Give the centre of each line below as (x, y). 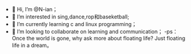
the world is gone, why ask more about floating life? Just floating (106, 38)
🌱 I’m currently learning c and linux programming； (74, 24)
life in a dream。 (32, 45)
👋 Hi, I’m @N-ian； (35, 9)
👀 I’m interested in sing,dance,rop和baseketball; (71, 17)
